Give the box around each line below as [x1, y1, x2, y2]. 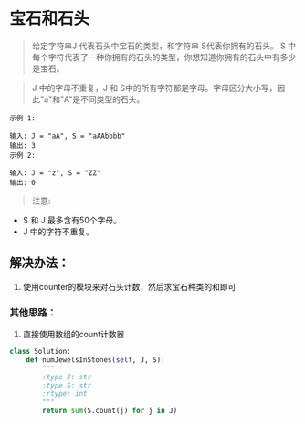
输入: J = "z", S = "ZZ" [9, 168, 101, 178]
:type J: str [42, 372, 92, 381]
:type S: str [42, 380, 92, 390]
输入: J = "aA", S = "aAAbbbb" [9, 131, 126, 140]
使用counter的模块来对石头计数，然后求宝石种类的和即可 [22, 281, 237, 292]
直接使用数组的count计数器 [22, 329, 125, 340]
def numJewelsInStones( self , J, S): [26, 355, 166, 365]
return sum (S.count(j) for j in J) [42, 407, 178, 416]
